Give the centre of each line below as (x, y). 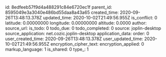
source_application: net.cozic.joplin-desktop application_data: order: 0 (77, 33)
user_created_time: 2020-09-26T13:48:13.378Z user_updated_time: (74, 39)
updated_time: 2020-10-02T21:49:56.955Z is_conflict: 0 (100, 18)
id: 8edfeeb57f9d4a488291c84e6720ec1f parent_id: (59, 7)
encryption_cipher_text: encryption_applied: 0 (97, 44)
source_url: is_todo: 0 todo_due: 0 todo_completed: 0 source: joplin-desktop (83, 28)
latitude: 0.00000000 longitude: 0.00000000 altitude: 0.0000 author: (76, 23)
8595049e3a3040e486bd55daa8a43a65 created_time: (62, 12)
